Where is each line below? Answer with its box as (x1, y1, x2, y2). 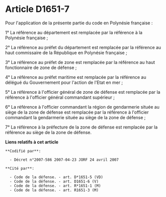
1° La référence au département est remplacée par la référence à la (5, 29, 143, 35)
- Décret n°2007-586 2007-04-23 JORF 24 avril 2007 (9, 157, 119, 162)
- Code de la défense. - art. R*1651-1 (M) (9, 183, 101, 188)
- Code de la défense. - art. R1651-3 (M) (9, 188, 99, 193)
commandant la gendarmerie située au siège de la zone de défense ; (5, 114, 146, 120)
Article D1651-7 (5, 3, 70, 15)
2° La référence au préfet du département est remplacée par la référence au (5, 44, 162, 50)
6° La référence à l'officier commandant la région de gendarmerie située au (5, 104, 160, 110)
